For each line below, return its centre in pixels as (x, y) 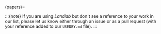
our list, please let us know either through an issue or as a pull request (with (81, 21)
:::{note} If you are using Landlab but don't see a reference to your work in (80, 16)
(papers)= (15, 7)
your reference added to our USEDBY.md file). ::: (51, 26)
